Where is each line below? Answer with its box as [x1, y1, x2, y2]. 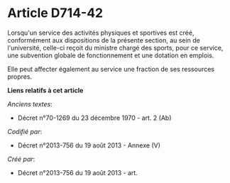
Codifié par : [7, 127, 43, 135]
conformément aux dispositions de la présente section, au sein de [7, 35, 200, 44]
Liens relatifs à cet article [7, 86, 84, 94]
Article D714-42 [7, 5, 104, 21]
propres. [7, 72, 33, 81]
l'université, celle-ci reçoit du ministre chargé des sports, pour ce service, [7, 43, 224, 52]
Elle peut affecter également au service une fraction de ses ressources [7, 65, 215, 73]
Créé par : [7, 155, 35, 163]
